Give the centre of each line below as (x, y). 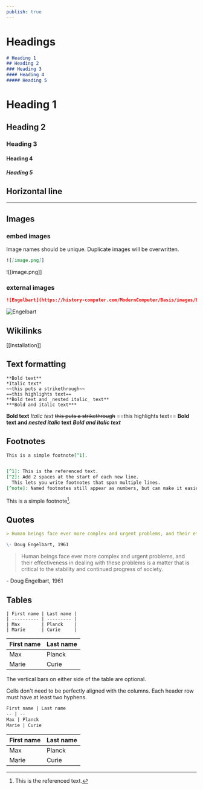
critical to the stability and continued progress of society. (92, 569)
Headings (31, 41)
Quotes (21, 520)
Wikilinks (24, 331)
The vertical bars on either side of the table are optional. (76, 679)
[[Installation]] (24, 345)
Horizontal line (34, 191)
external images (31, 287)
